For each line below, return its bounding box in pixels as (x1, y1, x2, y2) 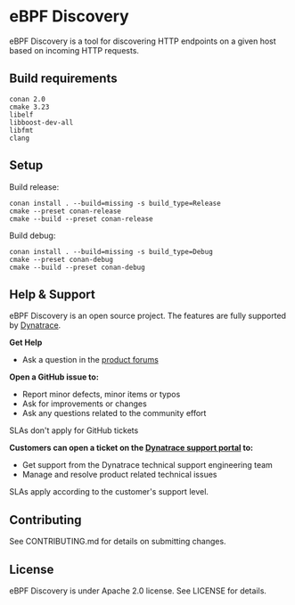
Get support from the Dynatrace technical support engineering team (21, 460, 274, 470)
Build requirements (9, 71, 118, 86)
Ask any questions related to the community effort (21, 408, 207, 419)
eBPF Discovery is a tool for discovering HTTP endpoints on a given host (9, 36, 276, 46)
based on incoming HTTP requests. (9, 45, 140, 55)
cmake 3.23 (9, 102, 50, 111)
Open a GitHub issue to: (9, 372, 100, 382)
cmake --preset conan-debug (9, 255, 114, 264)
